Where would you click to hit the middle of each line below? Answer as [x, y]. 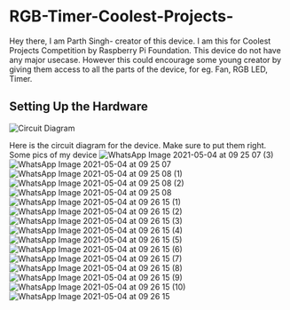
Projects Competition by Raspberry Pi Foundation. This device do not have [145, 50]
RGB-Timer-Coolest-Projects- [121, 16]
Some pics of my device [53, 155]
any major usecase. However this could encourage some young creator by [145, 60]
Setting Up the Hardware [79, 107]
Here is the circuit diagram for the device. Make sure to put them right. [138, 145]
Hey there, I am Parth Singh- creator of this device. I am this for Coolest [140, 41]
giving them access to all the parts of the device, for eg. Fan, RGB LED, [138, 69]
